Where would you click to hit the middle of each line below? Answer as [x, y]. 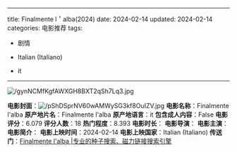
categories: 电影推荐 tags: [45, 28]
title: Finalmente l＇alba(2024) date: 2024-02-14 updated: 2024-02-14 [110, 19]
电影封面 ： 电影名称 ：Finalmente [118, 106]
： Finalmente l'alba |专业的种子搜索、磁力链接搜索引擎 [93, 141]
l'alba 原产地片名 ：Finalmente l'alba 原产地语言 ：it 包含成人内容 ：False [110, 115]
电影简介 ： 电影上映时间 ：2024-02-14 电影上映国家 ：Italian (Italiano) [108, 132]
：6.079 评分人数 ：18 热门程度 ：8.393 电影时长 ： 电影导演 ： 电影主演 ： [124, 123]
